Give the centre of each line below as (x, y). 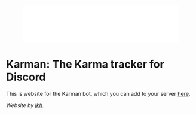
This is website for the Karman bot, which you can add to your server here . (98, 93)
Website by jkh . (25, 105)
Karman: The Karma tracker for (85, 64)
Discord (26, 77)
